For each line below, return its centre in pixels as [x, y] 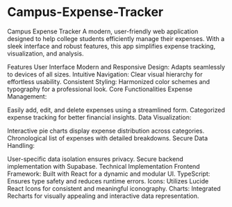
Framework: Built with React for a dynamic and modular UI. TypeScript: [109, 174]
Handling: [21, 145]
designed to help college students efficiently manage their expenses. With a [116, 38]
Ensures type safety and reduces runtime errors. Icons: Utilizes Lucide [108, 181]
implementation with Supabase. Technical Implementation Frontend [103, 166]
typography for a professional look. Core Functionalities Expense [100, 89]
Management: [27, 96]
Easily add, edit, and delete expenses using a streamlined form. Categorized [116, 110]
